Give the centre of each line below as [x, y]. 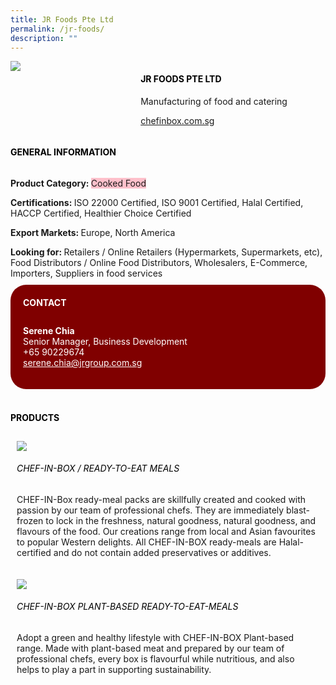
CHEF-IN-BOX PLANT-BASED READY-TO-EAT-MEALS [127, 607]
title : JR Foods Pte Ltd [62, 19]
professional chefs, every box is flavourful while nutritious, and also [155, 659]
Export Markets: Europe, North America [93, 232]
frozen [30, 520]
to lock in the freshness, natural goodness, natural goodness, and [181, 520]
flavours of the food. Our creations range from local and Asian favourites [166, 531]
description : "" [44, 38]
